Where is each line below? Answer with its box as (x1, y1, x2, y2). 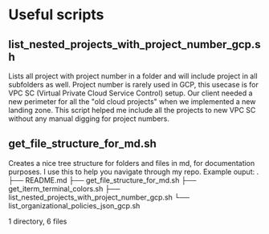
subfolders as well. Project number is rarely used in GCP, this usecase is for (8, 80, 259, 89)
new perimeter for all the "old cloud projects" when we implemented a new (8, 97, 256, 106)
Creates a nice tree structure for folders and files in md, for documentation (8, 158, 255, 167)
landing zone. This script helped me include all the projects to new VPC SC (8, 106, 256, 115)
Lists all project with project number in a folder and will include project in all (8, 71, 259, 81)
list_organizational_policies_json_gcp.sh (8, 200, 141, 210)
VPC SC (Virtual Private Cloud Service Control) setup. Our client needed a (8, 88, 253, 98)
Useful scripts (8, 6, 104, 24)
